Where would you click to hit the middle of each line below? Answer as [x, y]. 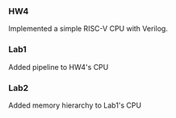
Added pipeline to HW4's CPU [59, 67]
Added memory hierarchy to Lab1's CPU [75, 105]
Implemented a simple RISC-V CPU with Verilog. [88, 29]
